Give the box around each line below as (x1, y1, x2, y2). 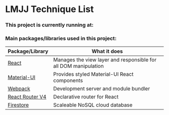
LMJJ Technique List (5, 4, 94, 15)
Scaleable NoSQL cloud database (53, 101, 133, 108)
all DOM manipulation (53, 63, 104, 70)
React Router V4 (8, 93, 47, 100)
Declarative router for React (53, 93, 119, 100)
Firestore (8, 101, 29, 108)
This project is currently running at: (5, 22, 94, 29)
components (53, 77, 83, 84)
